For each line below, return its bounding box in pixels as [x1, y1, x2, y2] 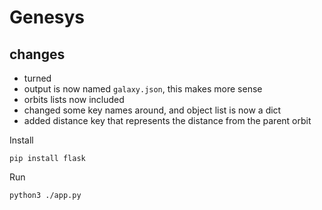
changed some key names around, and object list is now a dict [23, 104, 282, 116]
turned [23, 72, 52, 84]
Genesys [9, 6, 86, 29]
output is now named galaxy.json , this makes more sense [23, 83, 263, 95]
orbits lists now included [23, 94, 125, 105]
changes [9, 46, 66, 63]
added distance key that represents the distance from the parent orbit [23, 115, 312, 126]
